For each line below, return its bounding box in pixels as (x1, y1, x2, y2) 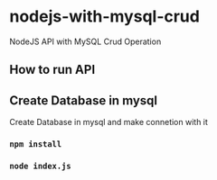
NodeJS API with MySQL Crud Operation (9, 36, 162, 47)
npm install (9, 139, 62, 149)
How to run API (9, 62, 96, 77)
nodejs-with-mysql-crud (9, 6, 201, 27)
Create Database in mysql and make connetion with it (9, 117, 208, 128)
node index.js (9, 160, 71, 171)
